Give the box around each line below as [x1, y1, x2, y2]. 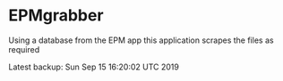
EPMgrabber [8, 5, 104, 26]
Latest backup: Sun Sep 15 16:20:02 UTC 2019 [8, 61, 180, 72]
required [8, 44, 40, 54]
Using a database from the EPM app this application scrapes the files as [8, 35, 274, 45]
